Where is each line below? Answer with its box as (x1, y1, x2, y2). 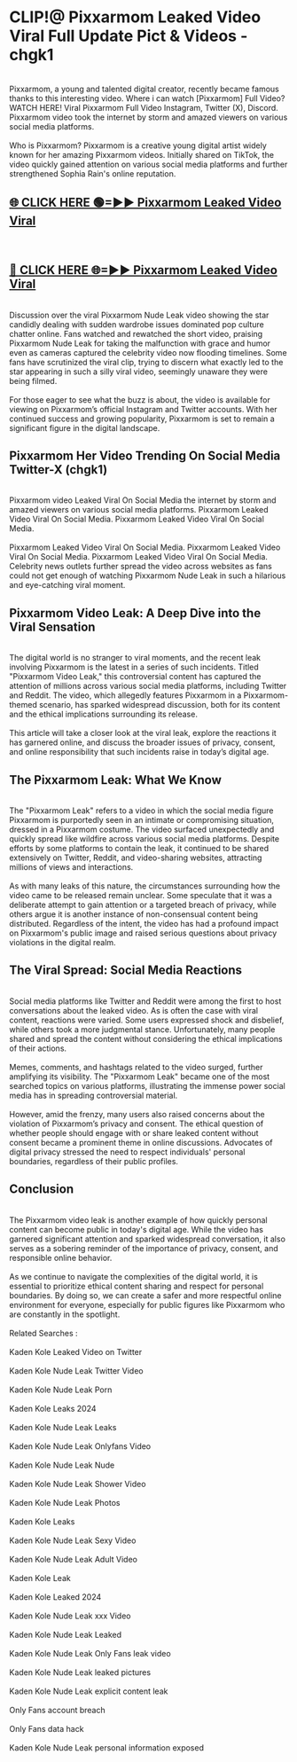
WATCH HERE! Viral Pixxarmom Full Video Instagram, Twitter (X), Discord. (9, 102, 279, 113)
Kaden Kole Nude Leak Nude (9, 1460, 115, 1470)
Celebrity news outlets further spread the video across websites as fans (9, 561, 272, 572)
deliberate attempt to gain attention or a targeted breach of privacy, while (9, 899, 277, 910)
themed (9, 700, 38, 710)
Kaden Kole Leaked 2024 (9, 1591, 102, 1602)
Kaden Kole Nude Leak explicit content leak (9, 1686, 168, 1696)
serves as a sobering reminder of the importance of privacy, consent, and (9, 1242, 278, 1253)
